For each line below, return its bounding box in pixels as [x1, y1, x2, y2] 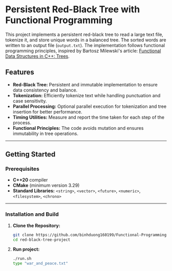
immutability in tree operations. [12, 130, 78, 137]
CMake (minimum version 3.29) [12, 183, 80, 189]
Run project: [12, 246, 40, 253]
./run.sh [12, 256, 32, 261]
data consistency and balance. [12, 87, 78, 93]
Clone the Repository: [12, 222, 60, 229]
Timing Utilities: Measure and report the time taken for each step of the [12, 114, 165, 120]
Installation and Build [5, 211, 59, 218]
